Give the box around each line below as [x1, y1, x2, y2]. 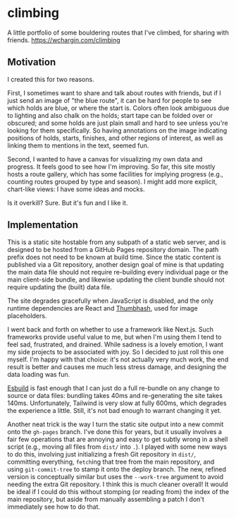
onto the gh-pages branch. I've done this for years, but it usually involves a [7, 427, 222, 435]
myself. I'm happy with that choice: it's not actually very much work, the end [7, 355, 229, 363]
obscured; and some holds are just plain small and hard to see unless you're [7, 119, 228, 127]
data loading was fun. [7, 370, 70, 378]
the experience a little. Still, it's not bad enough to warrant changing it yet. [7, 406, 222, 414]
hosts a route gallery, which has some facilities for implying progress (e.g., [7, 169, 223, 178]
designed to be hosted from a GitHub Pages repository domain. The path [7, 245, 219, 253]
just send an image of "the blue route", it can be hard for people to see [7, 96, 212, 104]
